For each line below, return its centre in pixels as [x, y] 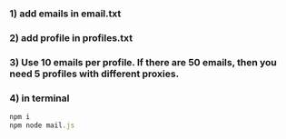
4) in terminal [39, 98]
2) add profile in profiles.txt [71, 37]
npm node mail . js [42, 125]
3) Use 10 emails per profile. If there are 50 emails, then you [143, 62]
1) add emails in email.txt [65, 14]
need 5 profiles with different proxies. [94, 74]
